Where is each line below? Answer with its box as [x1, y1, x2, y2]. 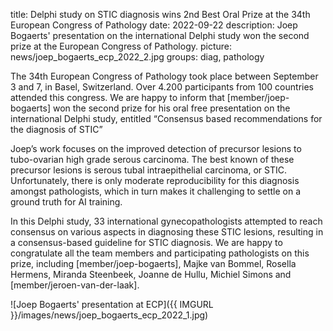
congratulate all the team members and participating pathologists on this [10, 247, 310, 259]
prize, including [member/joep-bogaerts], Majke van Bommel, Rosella [10, 258, 297, 269]
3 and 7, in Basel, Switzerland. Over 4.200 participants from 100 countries [10, 81, 314, 93]
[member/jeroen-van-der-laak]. [10, 279, 140, 291]
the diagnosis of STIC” [10, 124, 103, 135]
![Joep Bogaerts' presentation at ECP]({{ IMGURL [10, 299, 214, 310]
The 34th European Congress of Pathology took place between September [10, 70, 319, 82]
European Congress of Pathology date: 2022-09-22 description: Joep [10, 19, 298, 31]
